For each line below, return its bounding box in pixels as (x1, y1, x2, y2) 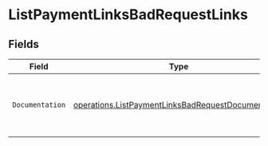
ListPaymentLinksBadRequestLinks (8, 6, 249, 24)
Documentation (12, 101, 66, 109)
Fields (8, 37, 40, 51)
